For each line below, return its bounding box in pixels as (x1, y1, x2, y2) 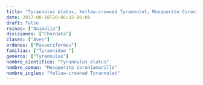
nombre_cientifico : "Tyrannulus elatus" (6, 59, 110, 65)
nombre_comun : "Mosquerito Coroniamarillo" (6, 64, 118, 71)
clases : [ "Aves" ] (6, 37, 50, 42)
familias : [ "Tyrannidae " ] (6, 48, 74, 54)
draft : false (6, 20, 39, 26)
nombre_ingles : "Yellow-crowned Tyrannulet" (6, 70, 120, 76)
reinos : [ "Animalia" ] (6, 25, 61, 32)
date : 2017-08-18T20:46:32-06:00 (6, 14, 91, 20)
